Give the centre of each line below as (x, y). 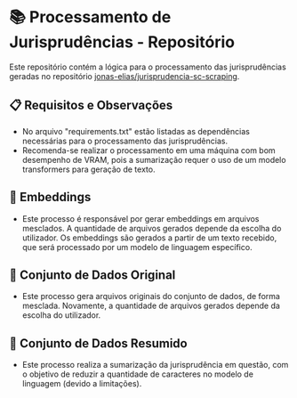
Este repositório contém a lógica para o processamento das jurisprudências (148, 67)
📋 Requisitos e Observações (91, 106)
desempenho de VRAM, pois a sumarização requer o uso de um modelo (154, 159)
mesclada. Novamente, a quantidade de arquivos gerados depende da (151, 306)
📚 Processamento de (90, 17)
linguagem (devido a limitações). (82, 384)
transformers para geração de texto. (88, 169)
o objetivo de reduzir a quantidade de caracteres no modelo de (137, 374)
